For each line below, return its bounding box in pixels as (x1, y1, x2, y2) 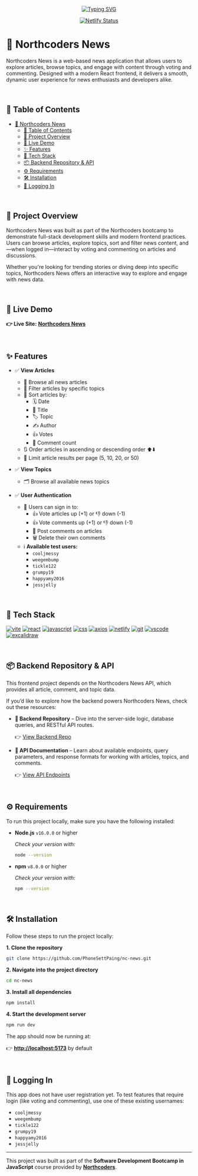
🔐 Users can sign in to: (23, 503, 78, 511)
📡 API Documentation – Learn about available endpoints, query (14, 746, 169, 753)
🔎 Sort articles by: (23, 391, 67, 398)
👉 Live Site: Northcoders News (6, 320, 86, 327)
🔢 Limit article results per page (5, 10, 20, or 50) (23, 454, 140, 462)
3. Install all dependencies (6, 988, 72, 995)
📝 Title (32, 407, 48, 414)
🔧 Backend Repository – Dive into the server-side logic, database (14, 715, 174, 722)
